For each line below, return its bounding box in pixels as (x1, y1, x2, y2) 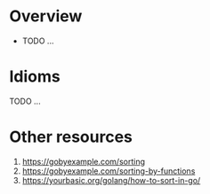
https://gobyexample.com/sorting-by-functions (21, 166, 196, 176)
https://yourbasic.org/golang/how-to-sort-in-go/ (21, 175, 201, 185)
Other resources (9, 127, 133, 147)
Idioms (9, 66, 61, 87)
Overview (9, 6, 83, 27)
